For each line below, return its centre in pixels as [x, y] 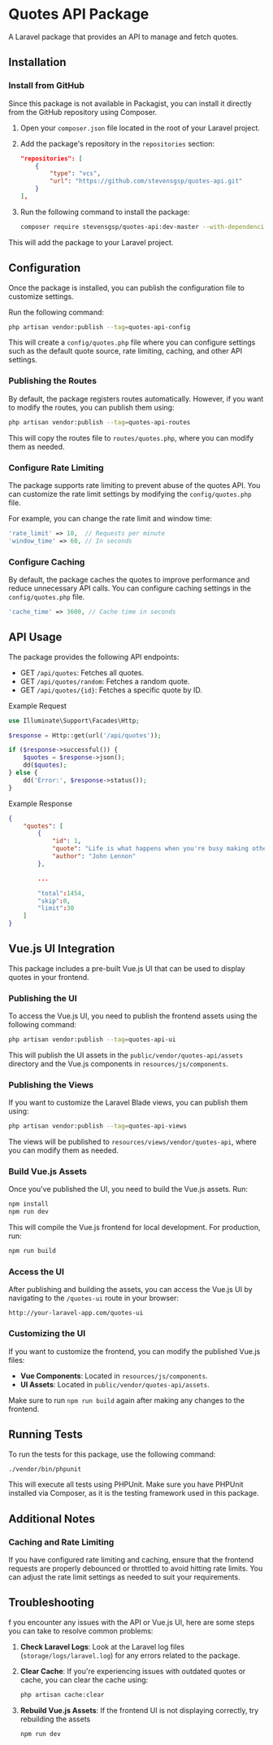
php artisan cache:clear [62, 1694]
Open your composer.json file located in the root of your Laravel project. [140, 128]
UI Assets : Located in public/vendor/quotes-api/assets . [115, 1384]
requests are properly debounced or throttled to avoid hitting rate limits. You [136, 1568]
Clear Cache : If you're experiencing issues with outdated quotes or [133, 1671]
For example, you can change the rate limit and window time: [110, 518]
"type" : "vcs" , [76, 174]
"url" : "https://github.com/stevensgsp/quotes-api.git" [146, 181]
